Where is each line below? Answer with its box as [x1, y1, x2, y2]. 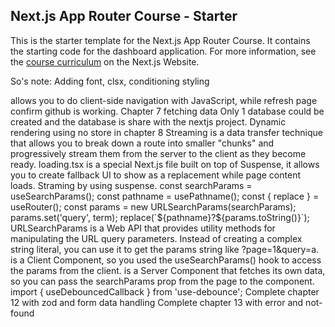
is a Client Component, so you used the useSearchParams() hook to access [10, 254, 322, 266]
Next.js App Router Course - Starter [10, 8, 238, 25]
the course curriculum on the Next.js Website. [10, 55, 200, 68]
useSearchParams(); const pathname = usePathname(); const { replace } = [10, 190, 320, 202]
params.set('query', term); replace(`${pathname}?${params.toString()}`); [10, 211, 310, 223]
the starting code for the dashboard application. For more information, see [10, 45, 317, 57]
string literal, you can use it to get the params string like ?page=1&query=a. [10, 243, 320, 255]
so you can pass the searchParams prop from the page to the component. [10, 275, 315, 287]
